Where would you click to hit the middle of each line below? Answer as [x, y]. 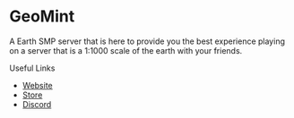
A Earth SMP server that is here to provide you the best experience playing [147, 41]
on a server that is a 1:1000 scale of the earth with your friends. [126, 50]
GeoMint [42, 17]
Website [38, 85]
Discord [37, 104]
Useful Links [32, 68]
